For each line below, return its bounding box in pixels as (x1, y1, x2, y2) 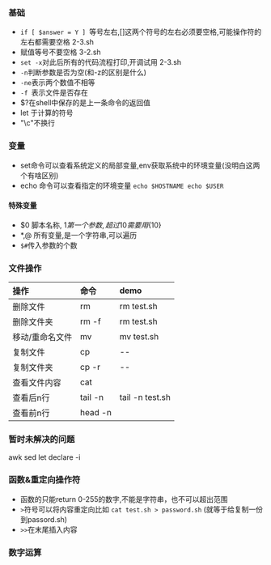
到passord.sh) (19, 514, 67, 524)
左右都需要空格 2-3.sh (19, 37, 95, 47)
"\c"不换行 (19, 118, 55, 128)
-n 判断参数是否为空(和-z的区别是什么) (19, 67, 147, 78)
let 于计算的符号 (19, 108, 74, 118)
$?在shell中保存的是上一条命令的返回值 (19, 98, 151, 108)
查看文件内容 (12, 377, 62, 389)
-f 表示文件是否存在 (19, 87, 89, 98)
